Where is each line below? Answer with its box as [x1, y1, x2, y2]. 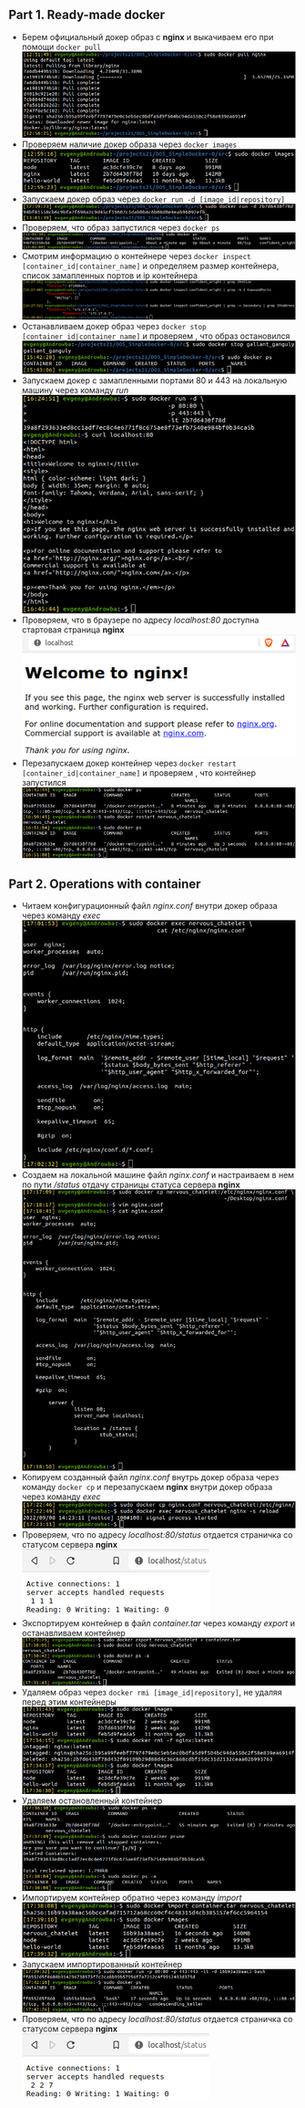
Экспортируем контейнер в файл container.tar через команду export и [21, 1617, 295, 1628]
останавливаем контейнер [21, 1627, 127, 1638]
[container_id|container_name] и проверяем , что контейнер [21, 767, 257, 778]
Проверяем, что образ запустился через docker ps [21, 222, 220, 233]
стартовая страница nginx [21, 624, 125, 635]
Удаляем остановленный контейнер [21, 1795, 163, 1806]
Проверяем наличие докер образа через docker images [21, 139, 238, 150]
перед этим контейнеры [21, 1696, 117, 1707]
